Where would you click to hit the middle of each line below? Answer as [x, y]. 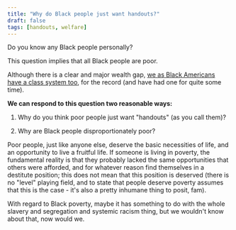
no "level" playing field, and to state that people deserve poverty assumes [116, 182]
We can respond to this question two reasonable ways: [90, 104]
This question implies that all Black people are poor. [83, 61]
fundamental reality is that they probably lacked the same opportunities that [118, 160]
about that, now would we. [46, 219]
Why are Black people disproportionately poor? [86, 131]
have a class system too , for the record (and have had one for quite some [114, 82]
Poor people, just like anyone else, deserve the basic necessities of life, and [118, 145]
